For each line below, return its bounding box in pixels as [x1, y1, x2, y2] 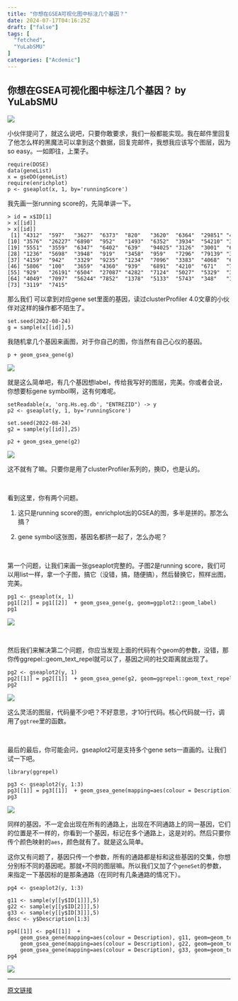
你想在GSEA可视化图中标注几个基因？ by [7, 84, 186, 96]
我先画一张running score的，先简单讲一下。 [7, 199, 135, 208]
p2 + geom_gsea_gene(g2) [7, 438, 81, 445]
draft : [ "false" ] [7, 23, 59, 30]
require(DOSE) [7, 161, 50, 168]
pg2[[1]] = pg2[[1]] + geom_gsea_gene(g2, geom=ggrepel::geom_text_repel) [7, 674, 236, 682]
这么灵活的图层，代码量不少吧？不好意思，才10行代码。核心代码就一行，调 [7, 708, 225, 716]
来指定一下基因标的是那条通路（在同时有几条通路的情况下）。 [7, 870, 184, 878]
